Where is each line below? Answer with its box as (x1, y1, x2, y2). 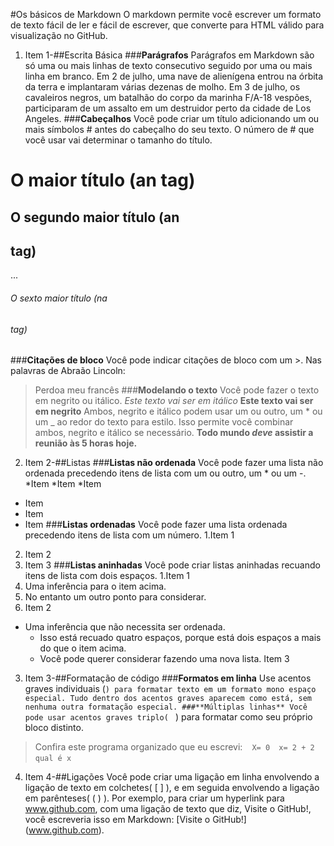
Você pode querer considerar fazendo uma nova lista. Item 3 (39, 653, 290, 665)
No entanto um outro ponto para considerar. (24, 591, 207, 603)
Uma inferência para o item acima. (24, 580, 167, 593)
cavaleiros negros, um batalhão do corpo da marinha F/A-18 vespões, (24, 92, 313, 103)
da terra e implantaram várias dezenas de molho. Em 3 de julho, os (24, 81, 301, 93)
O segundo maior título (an (10, 209, 180, 226)
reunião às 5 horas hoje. (34, 437, 138, 449)
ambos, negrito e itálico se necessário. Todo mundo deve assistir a (34, 427, 314, 439)
